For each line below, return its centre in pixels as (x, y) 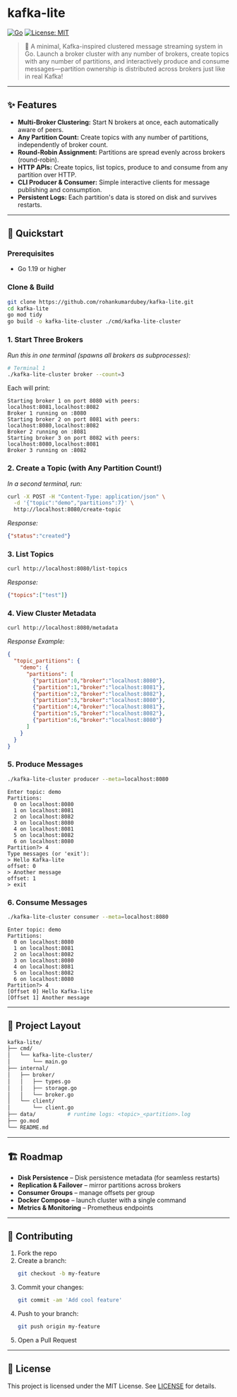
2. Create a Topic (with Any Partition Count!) (85, 468)
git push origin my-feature (59, 1327)
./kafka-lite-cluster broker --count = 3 (66, 375)
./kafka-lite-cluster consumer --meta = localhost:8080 (88, 917)
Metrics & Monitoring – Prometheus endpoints (85, 1207)
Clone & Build (31, 287)
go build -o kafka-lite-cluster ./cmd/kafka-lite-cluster (94, 322)
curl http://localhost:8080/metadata (63, 628)
